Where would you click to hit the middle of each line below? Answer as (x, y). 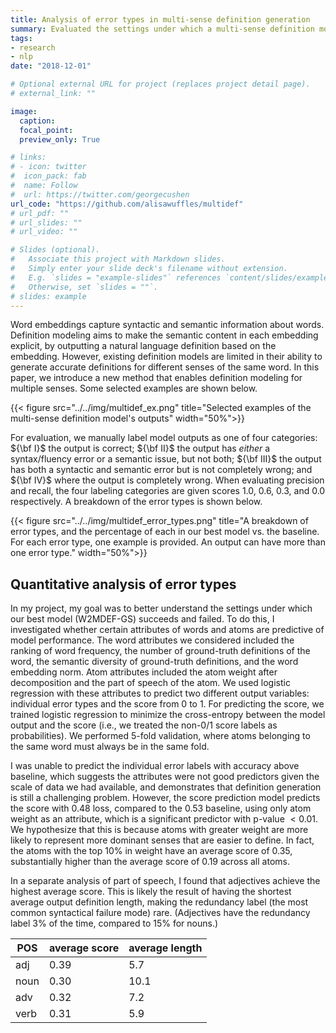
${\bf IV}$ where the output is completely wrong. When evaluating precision (167, 480)
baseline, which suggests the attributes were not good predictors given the (165, 777)
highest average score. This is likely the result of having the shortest (151, 892)
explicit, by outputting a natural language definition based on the (143, 346)
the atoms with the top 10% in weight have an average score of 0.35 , (151, 851)
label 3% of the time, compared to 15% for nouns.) (114, 923)
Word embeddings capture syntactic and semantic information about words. (167, 325)
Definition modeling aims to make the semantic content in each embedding (164, 335)
